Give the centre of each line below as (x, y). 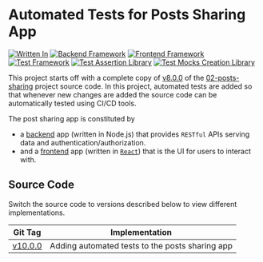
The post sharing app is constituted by (72, 118)
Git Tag (27, 232)
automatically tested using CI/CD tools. (73, 103)
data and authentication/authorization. (83, 142)
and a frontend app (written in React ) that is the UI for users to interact (135, 151)
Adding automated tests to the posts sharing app (141, 245)
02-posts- (223, 77)
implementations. (37, 212)
